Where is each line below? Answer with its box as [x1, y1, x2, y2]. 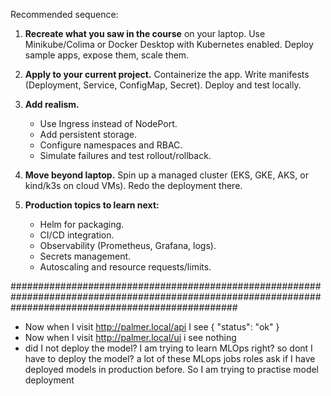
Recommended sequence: [10, 9, 119, 20]
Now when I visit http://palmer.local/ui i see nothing [24, 332, 237, 343]
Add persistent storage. [39, 129, 138, 140]
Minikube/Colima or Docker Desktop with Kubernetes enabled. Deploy [24, 39, 314, 50]
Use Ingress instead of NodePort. [39, 118, 178, 129]
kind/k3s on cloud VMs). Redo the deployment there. [24, 180, 243, 191]
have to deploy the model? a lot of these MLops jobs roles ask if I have [24, 353, 316, 364]
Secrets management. [39, 250, 132, 262]
